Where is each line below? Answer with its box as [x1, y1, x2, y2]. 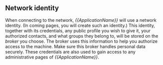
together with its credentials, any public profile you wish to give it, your [5, 27, 151, 34]
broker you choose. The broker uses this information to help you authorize [5, 38, 158, 44]
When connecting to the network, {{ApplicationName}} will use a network [5, 17, 157, 23]
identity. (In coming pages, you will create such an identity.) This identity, [5, 22, 156, 28]
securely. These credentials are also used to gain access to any [5, 49, 136, 55]
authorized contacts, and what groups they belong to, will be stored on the [5, 33, 159, 39]
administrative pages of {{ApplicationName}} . [5, 54, 99, 60]
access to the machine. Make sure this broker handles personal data [5, 43, 146, 49]
